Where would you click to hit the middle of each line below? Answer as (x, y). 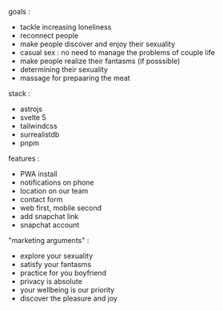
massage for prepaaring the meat (75, 78)
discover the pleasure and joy (69, 298)
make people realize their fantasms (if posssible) (100, 61)
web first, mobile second (61, 208)
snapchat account (50, 225)
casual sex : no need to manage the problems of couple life (117, 52)
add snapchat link (49, 216)
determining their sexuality (64, 70)
